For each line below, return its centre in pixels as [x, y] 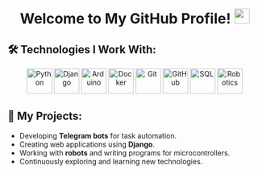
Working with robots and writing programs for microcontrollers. [125, 152]
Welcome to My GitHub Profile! [125, 19]
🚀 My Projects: [45, 116]
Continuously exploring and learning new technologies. [111, 161]
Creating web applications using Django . [87, 144]
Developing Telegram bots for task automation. [98, 135]
